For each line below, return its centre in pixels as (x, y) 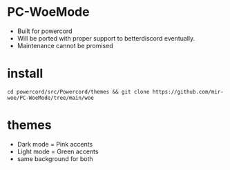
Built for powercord (45, 31)
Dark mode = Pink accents (55, 144)
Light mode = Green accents (58, 151)
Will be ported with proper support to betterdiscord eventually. (106, 38)
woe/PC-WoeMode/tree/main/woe (51, 98)
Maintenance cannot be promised (65, 45)
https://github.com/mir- (188, 92)
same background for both (55, 158)
